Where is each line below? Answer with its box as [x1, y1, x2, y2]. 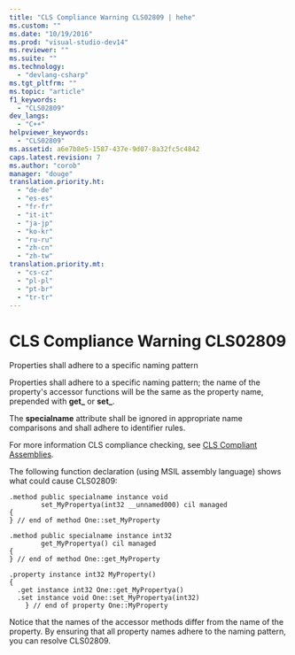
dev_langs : [9, 112, 50, 120]
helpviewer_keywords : [9, 128, 89, 137]
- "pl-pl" [17, 276, 53, 285]
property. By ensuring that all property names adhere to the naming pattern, [9, 626, 286, 637]
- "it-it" [17, 210, 53, 220]
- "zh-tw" [17, 251, 53, 261]
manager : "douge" [9, 169, 74, 178]
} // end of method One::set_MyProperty [9, 516, 161, 525]
